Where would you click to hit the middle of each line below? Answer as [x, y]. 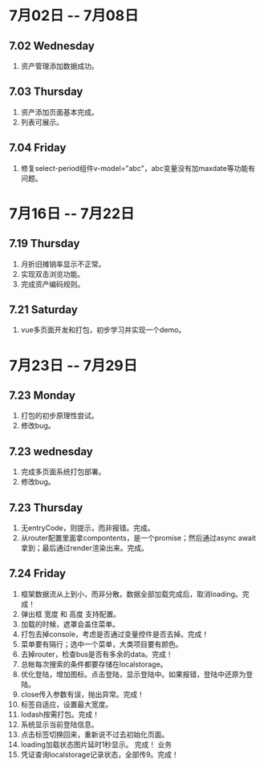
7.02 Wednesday [52, 45]
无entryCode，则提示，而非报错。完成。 [87, 528]
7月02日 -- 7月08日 [74, 16]
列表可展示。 [42, 122]
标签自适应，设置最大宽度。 [67, 704]
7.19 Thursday [45, 243]
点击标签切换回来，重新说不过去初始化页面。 [95, 734]
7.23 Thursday [46, 507]
